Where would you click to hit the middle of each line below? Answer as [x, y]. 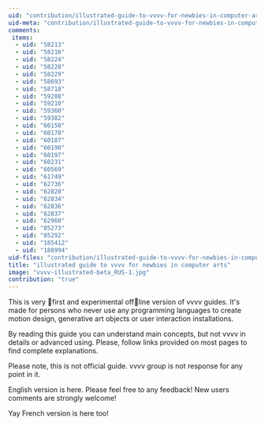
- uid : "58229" [40, 74]
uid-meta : [24, 23]
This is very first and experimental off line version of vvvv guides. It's [124, 302]
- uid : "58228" [40, 67]
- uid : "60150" [40, 125]
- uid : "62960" [40, 221]
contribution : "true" [44, 280]
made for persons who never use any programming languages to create [125, 310]
